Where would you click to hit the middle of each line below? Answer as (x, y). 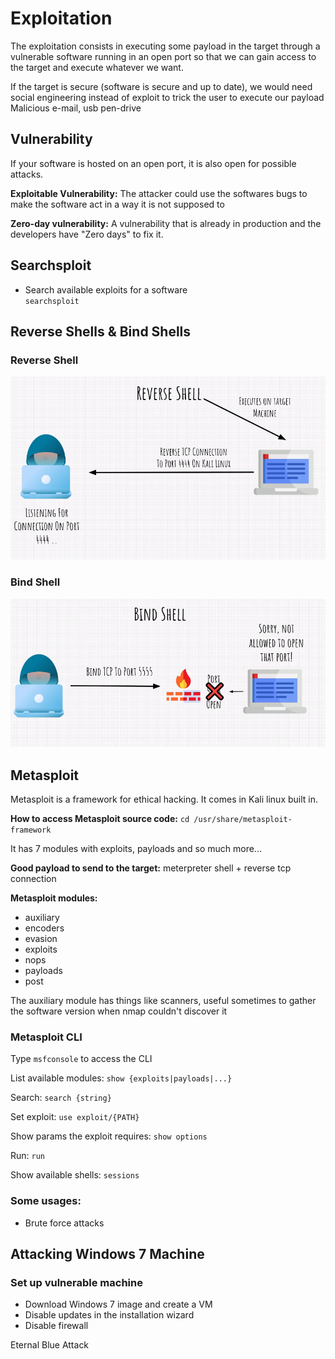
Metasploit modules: (54, 898)
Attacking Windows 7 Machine (107, 1254)
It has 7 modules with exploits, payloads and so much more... (136, 849)
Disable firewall (56, 1326)
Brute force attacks (64, 1223)
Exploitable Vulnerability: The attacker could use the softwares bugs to (159, 193)
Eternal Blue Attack (50, 1345)
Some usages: (46, 1201)
